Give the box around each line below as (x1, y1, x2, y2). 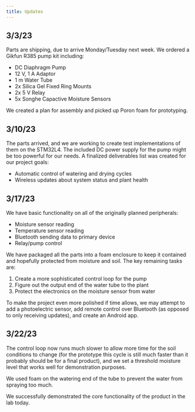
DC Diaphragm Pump (14, 64, 67, 71)
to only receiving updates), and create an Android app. (6, 312, 139, 319)
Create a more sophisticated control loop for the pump (14, 275, 147, 282)
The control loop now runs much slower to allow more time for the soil (6, 345, 176, 352)
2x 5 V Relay (14, 89, 45, 96)
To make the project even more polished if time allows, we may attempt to (6, 300, 186, 307)
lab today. (6, 399, 31, 406)
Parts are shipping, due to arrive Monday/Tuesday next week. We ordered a (6, 46, 190, 53)
